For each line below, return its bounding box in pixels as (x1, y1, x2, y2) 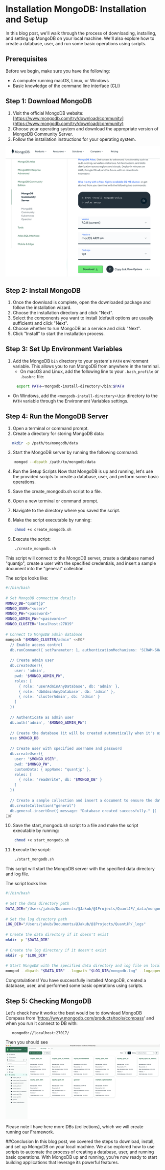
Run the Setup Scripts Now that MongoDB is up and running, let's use (12, 468, 153, 474)
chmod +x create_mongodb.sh (14, 527, 71, 532)
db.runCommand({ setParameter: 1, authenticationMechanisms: (10, 647, 138, 652)
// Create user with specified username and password (10, 746, 122, 751)
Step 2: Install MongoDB (5, 286, 81, 295)
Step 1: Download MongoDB (5, 97, 92, 105)
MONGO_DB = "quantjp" (5, 601, 46, 606)
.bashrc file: (20, 373, 45, 379)
